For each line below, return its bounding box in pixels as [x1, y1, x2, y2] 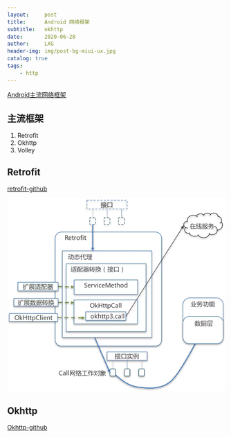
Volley [17, 146, 35, 155]
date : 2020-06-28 [7, 33, 76, 40]
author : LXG [7, 40, 54, 48]
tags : [7, 62, 23, 69]
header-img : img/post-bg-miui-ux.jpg [7, 48, 116, 55]
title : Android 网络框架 [7, 18, 90, 26]
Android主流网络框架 [7, 90, 66, 98]
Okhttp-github [7, 423, 48, 431]
